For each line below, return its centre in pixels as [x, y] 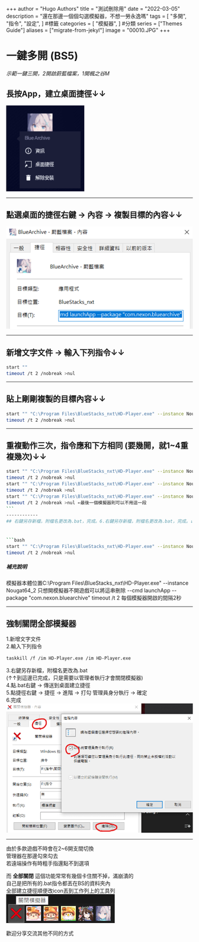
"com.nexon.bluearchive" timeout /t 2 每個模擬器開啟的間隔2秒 [105, 598]
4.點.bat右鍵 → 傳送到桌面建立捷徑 [48, 685]
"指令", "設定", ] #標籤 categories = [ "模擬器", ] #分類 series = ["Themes [94, 23]
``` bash [16, 540]
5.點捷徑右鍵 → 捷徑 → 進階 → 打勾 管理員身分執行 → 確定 [77, 693]
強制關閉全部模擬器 [41, 624]
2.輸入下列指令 [24, 646]
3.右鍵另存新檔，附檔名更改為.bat [47, 671]
